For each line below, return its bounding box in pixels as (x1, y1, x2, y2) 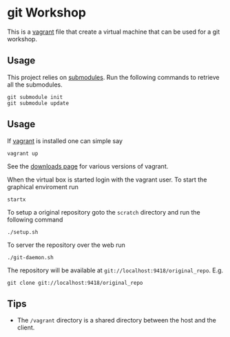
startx (7, 196, 26, 203)
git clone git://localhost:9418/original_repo (7, 279, 143, 286)
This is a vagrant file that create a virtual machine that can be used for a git (7, 28, 220, 36)
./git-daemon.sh (7, 254, 54, 261)
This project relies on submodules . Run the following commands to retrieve (7, 73, 220, 81)
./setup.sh (7, 228, 39, 235)
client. (17, 323, 35, 331)
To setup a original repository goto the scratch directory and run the (7, 208, 201, 216)
